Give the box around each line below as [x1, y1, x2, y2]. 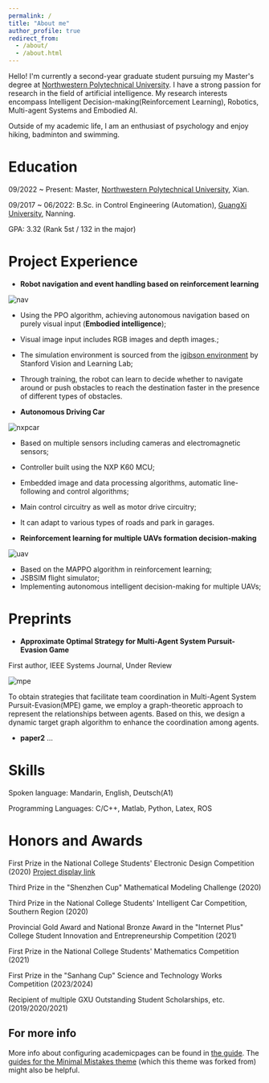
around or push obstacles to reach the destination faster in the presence [19, 382, 260, 392]
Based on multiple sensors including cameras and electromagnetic [19, 438, 241, 448]
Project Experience [8, 253, 138, 271]
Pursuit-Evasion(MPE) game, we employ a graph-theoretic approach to [8, 700, 243, 709]
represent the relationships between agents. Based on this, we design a [8, 709, 246, 718]
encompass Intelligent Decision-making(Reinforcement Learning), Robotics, [8, 97, 259, 106]
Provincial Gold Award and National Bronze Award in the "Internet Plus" [8, 922, 244, 932]
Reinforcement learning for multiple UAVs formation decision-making [19, 533, 257, 543]
